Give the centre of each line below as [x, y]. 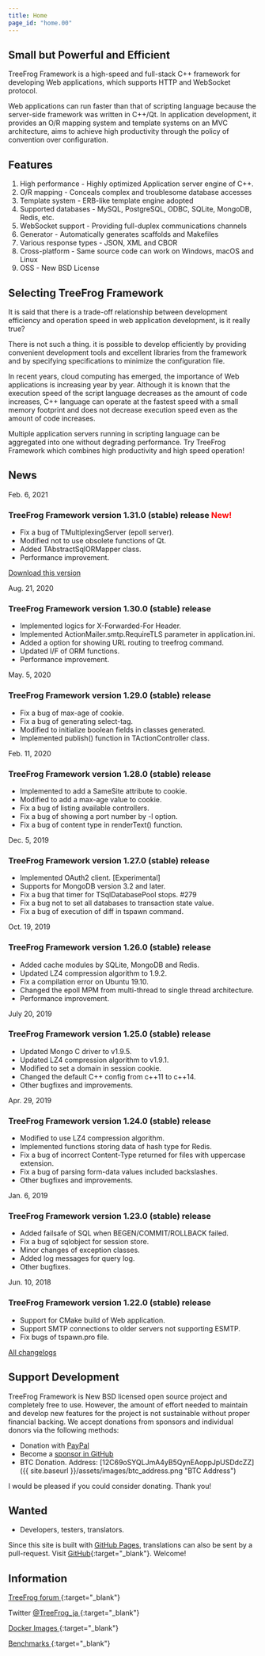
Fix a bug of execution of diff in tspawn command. [102, 912]
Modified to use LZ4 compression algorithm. [92, 1138]
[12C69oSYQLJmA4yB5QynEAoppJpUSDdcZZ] [177, 1462]
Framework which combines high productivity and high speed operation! [127, 450]
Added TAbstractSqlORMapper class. [80, 549]
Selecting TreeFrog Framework [86, 293]
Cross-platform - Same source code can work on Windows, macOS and [137, 251]
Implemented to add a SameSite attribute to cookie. [103, 791]
